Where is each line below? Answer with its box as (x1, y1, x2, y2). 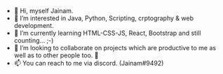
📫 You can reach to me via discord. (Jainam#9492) (13, 59, 164, 67)
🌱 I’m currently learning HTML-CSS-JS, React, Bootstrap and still (13, 29, 201, 37)
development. (13, 22, 54, 29)
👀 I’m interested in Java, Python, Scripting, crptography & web (13, 14, 194, 22)
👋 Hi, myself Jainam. (13, 7, 74, 15)
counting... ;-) (13, 36, 54, 45)
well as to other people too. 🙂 (13, 51, 100, 59)
